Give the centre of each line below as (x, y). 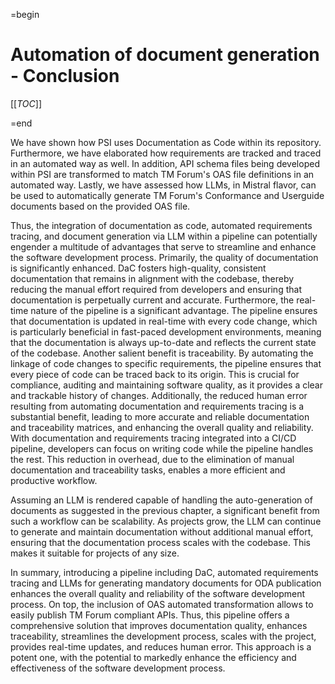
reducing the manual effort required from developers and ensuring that (156, 289)
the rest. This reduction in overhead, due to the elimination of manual (152, 459)
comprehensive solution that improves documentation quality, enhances (159, 625)
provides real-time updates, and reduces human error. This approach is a (161, 646)
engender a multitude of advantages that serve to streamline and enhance (163, 246)
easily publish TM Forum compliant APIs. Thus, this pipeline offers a (150, 615)
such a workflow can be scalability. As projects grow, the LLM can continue (166, 521)
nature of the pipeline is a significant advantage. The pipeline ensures (174, 310)
